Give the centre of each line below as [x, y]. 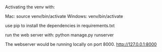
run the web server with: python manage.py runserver [59, 35]
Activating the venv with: [30, 7]
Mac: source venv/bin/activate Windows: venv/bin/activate [64, 16]
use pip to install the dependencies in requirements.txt [60, 26]
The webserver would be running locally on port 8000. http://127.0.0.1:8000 [81, 44]
